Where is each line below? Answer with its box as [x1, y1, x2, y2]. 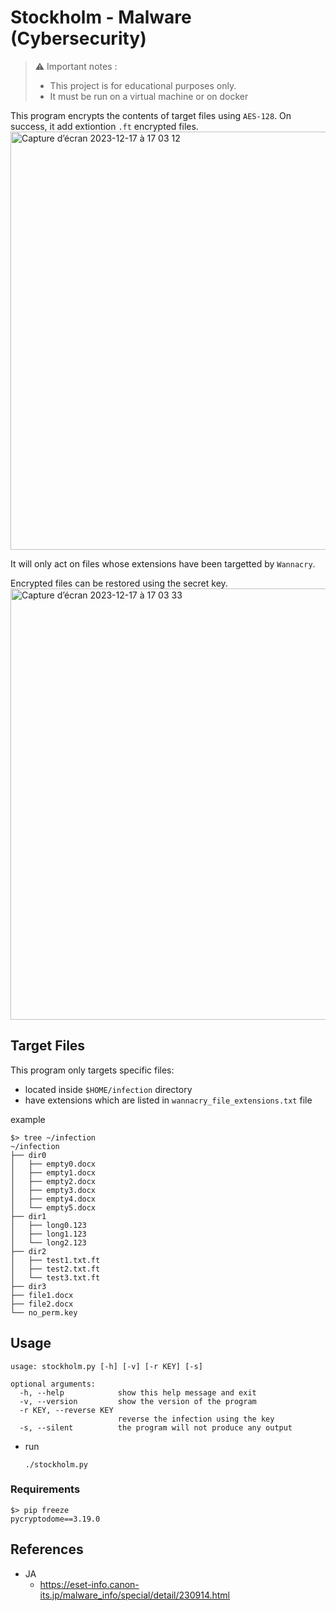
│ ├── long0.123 [10, 1220, 87, 1230]
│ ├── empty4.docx [10, 1194, 97, 1204]
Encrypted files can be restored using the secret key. [10, 577, 228, 589]
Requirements [10, 1482, 81, 1496]
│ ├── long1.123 [10, 1229, 87, 1239]
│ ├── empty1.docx [10, 1167, 97, 1178]
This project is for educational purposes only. [49, 79, 237, 91]
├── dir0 [10, 1150, 47, 1160]
